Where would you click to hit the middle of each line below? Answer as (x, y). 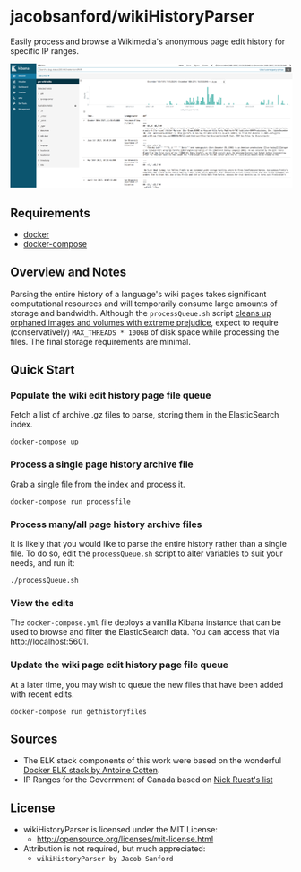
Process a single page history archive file (102, 464)
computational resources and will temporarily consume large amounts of (144, 304)
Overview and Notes (69, 273)
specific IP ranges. (45, 50)
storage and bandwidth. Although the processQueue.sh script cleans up (141, 313)
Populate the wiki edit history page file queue (111, 395)
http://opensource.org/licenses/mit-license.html (125, 839)
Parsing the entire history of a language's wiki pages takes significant (138, 294)
